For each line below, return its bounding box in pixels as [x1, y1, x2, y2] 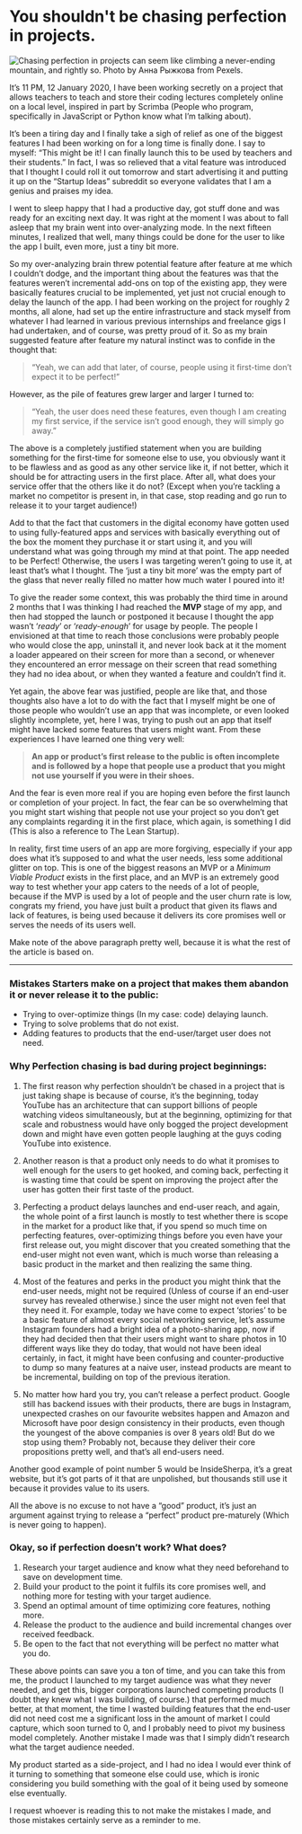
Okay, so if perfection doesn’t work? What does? [9, 1541, 227, 1554]
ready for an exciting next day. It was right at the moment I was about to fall [9, 212, 289, 223]
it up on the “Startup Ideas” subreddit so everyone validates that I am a [9, 175, 272, 186]
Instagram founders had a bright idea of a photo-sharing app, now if [22, 1324, 276, 1334]
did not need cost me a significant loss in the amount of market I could [9, 1713, 271, 1723]
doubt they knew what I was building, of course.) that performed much [9, 1694, 271, 1705]
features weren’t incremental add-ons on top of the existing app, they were [9, 277, 288, 288]
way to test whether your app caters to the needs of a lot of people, [9, 881, 260, 891]
